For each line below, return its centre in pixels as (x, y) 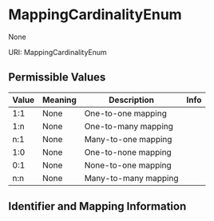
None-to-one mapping (128, 165)
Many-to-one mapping (128, 139)
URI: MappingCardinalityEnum (58, 52)
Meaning (60, 100)
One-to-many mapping (129, 126)
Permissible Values (57, 77)
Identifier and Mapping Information (97, 206)
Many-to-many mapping (131, 178)
